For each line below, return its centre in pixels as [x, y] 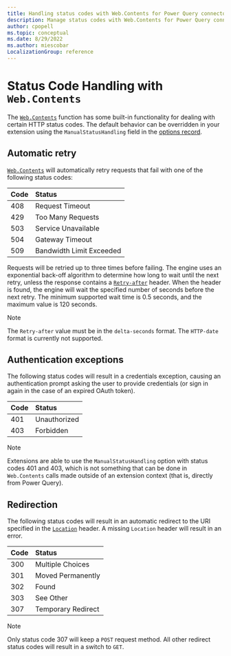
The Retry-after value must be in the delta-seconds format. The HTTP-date [113, 330]
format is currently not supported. [55, 338]
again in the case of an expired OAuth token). [71, 391]
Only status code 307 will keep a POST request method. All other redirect [109, 639]
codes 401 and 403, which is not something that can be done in [97, 468]
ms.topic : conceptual [38, 33]
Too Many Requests [67, 217]
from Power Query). [35, 483]
